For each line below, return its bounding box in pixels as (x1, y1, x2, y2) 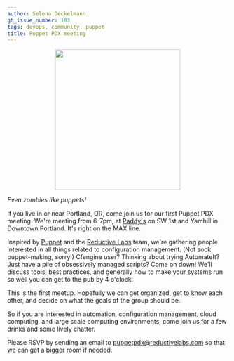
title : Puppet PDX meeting (7, 29, 86, 37)
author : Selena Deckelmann (7, 10, 86, 18)
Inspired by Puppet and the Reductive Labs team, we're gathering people (7, 238, 219, 247)
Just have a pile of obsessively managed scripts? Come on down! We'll (7, 261, 212, 269)
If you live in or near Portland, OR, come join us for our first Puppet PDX (7, 209, 214, 218)
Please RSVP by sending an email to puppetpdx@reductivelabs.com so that (7, 339, 226, 347)
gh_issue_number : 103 (7, 17, 71, 24)
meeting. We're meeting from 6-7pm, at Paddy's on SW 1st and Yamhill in (7, 217, 219, 225)
